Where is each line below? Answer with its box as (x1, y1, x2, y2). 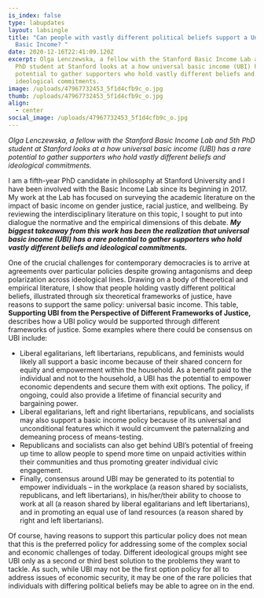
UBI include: (8, 333, 48, 342)
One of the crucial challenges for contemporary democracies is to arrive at (8, 257, 250, 268)
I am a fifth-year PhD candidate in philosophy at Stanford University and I (8, 175, 245, 185)
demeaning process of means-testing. (19, 432, 144, 441)
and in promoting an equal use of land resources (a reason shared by (19, 507, 244, 516)
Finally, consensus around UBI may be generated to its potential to (19, 474, 235, 483)
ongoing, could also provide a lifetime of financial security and (19, 390, 222, 400)
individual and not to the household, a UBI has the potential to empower (19, 373, 251, 382)
